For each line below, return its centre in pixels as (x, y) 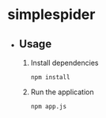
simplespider (51, 15)
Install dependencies (64, 63)
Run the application (62, 92)
